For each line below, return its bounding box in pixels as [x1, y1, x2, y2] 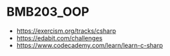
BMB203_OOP [6, 4, 90, 20]
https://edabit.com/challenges [16, 33, 103, 42]
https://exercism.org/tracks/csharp [16, 27, 117, 35]
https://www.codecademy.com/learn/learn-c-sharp [16, 41, 163, 49]
